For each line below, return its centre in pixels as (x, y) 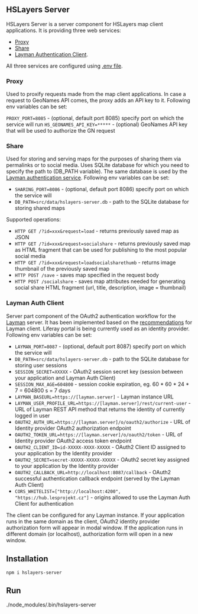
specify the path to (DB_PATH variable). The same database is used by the (97, 172)
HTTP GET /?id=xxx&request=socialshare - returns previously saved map (103, 244)
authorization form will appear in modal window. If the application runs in (95, 528)
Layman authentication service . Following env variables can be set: (88, 178)
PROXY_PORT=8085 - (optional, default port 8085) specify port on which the (95, 118)
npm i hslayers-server (34, 573)
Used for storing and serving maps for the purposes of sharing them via (94, 159)
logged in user (32, 415)
